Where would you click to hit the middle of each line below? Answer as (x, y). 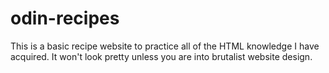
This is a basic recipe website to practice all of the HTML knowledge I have (165, 46)
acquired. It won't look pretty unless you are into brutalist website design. (161, 56)
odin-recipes (65, 18)
